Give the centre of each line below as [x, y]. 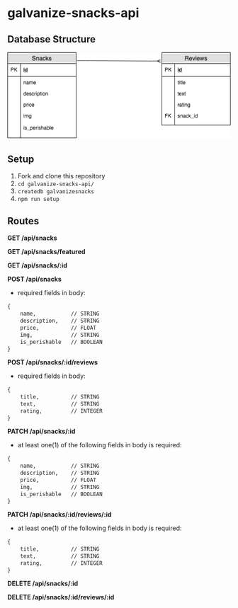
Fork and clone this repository [61, 176]
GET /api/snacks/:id [37, 265]
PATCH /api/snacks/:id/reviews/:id [59, 514]
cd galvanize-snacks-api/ [56, 184]
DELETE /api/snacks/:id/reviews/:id [61, 597]
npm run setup [38, 200]
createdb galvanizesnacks [56, 192]
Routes [23, 221]
